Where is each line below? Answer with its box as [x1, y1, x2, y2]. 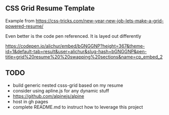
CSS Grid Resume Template [5, 4, 95, 13]
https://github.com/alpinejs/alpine [12, 93, 84, 99]
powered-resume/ [5, 23, 44, 29]
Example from [5, 17, 35, 24]
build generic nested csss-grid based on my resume [12, 82, 123, 88]
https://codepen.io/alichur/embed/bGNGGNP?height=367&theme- [5, 43, 145, 49]
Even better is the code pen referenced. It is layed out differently [5, 33, 142, 39]
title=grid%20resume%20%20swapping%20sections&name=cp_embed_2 [5, 54, 163, 60]
